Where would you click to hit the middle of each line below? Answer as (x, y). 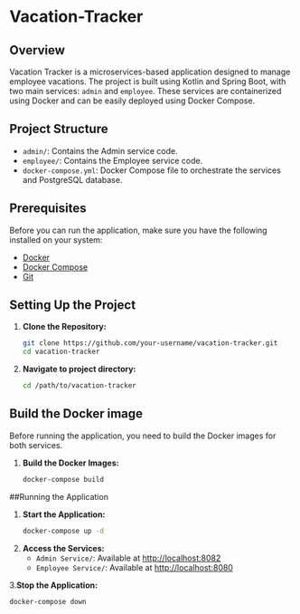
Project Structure (59, 129)
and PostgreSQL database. (72, 179)
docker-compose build (63, 479)
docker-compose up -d (63, 531)
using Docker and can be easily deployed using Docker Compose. (132, 101)
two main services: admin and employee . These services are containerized (145, 91)
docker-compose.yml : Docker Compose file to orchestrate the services (152, 170)
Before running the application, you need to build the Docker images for (143, 436)
